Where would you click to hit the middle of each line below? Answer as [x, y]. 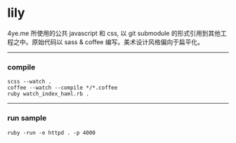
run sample [27, 118]
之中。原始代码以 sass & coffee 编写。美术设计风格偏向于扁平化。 [108, 42]
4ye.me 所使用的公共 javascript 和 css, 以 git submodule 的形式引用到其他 [114, 33]
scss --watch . [29, 82]
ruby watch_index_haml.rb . [48, 94]
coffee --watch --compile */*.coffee [63, 88]
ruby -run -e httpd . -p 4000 [52, 132]
